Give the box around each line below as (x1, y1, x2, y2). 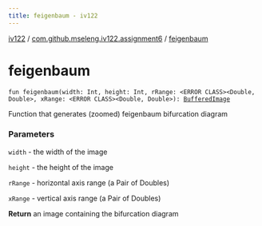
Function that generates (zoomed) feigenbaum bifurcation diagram (8, 109, 228, 118)
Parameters (8, 129, 54, 140)
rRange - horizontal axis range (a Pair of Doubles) (8, 177, 170, 188)
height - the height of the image (8, 162, 114, 172)
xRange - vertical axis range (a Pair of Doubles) (8, 193, 161, 203)
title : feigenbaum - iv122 (8, 11, 98, 20)
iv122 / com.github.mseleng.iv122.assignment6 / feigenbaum (8, 34, 208, 43)
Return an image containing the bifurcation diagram (8, 208, 179, 218)
